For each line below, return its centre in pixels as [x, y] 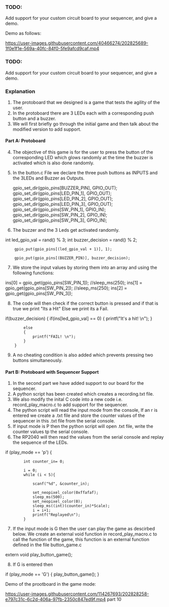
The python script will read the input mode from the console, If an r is [85, 410]
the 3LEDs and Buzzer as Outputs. [48, 178]
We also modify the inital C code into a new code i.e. [67, 400]
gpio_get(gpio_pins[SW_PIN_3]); [39, 294]
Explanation [20, 91]
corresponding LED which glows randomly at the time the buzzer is [83, 158]
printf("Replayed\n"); [56, 515]
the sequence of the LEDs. [40, 443]
